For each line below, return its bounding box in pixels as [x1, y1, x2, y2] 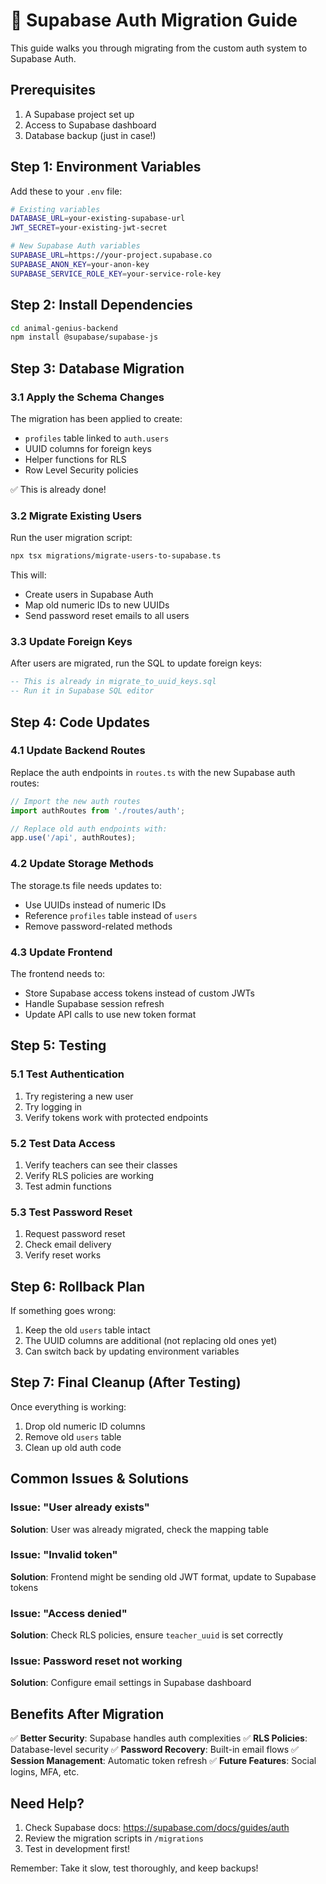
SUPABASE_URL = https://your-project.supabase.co [10, 250, 213, 261]
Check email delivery [24, 1239, 112, 1251]
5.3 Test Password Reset [10, 1205, 133, 1219]
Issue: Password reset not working [10, 1654, 183, 1668]
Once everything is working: [10, 1400, 127, 1413]
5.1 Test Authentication [10, 1067, 125, 1081]
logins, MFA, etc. [10, 1766, 80, 1778]
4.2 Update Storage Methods [10, 857, 154, 871]
